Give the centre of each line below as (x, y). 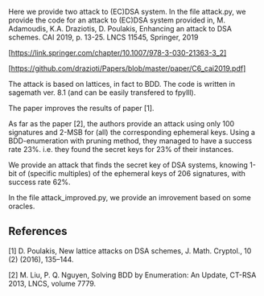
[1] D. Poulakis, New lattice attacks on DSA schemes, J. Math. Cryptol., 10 (130, 251)
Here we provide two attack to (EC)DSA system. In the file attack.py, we (127, 12)
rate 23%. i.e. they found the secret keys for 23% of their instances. (121, 149)
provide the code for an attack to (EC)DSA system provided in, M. (117, 20)
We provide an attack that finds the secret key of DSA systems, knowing (128, 165)
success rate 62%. (39, 182)
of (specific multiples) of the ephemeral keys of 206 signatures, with (132, 173)
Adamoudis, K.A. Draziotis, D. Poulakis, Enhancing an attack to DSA (120, 29)
